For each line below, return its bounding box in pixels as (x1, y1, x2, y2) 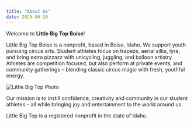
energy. (6, 72, 25, 79)
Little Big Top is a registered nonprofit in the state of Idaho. (6, 112, 148, 119)
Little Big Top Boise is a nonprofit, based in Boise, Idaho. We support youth (6, 41, 186, 48)
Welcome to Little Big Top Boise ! (6, 30, 85, 37)
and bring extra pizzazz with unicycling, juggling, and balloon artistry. (6, 53, 174, 60)
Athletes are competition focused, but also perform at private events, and (6, 59, 183, 67)
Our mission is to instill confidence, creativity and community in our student (6, 94, 188, 102)
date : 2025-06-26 (6, 14, 49, 20)
